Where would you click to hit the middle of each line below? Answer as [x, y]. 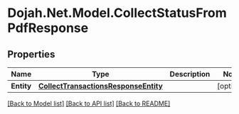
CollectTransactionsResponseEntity [101, 86]
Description [190, 74]
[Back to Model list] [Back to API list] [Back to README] [89, 103]
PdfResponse [48, 28]
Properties [31, 54]
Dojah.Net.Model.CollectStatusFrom [117, 13]
